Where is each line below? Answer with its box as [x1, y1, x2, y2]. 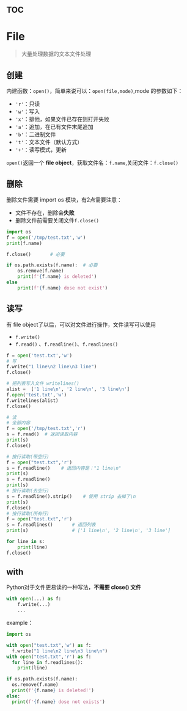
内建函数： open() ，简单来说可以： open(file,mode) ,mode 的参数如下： [6, 87, 183, 95]
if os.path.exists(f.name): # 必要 [6, 262, 98, 268]
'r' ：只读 [15, 100, 40, 108]
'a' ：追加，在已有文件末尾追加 [15, 123, 94, 131]
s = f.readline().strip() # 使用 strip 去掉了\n [6, 493, 136, 500]
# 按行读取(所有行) [6, 510, 50, 517]
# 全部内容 [6, 420, 31, 426]
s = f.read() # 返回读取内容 [6, 431, 78, 437]
